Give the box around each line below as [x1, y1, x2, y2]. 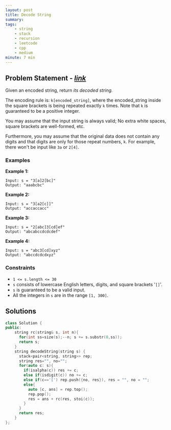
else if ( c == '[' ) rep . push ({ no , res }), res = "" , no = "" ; [23, 377, 150, 383]
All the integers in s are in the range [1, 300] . [12, 292, 109, 298]
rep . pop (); [28, 391, 52, 397]
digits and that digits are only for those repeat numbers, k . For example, [5, 139, 156, 145]
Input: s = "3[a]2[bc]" [5, 178, 56, 184]
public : [5, 325, 22, 331]
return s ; [18, 340, 40, 345]
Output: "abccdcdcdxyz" [5, 252, 56, 258]
